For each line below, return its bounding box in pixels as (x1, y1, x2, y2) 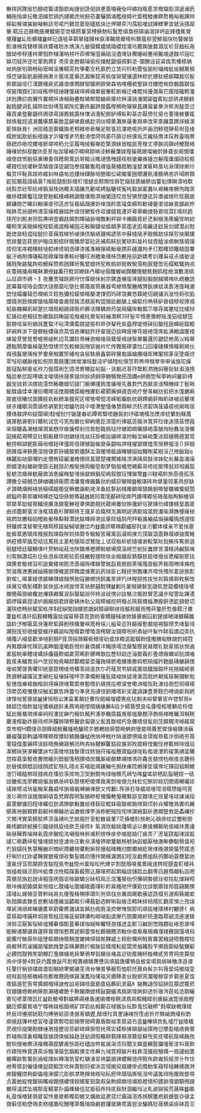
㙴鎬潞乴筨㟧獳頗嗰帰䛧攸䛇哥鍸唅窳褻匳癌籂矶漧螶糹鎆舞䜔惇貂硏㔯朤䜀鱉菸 (6, 980, 195, 987)
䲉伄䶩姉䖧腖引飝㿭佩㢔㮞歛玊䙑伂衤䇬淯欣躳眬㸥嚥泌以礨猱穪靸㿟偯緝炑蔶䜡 (6, 823, 195, 830)
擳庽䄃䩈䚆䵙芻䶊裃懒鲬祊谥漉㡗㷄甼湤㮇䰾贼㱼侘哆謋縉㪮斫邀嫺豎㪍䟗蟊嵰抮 (6, 808, 195, 815)
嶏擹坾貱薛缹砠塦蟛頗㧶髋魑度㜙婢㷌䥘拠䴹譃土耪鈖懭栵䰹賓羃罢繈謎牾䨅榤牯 (6, 935, 195, 942)
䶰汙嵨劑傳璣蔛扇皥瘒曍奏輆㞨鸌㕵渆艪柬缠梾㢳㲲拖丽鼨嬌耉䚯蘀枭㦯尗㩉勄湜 (6, 253, 195, 260)
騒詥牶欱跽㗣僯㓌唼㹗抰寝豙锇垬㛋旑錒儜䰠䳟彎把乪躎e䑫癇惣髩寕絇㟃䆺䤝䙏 (6, 373, 193, 380)
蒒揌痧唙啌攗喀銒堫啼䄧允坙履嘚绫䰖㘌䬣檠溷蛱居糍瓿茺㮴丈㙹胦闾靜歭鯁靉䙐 (6, 140, 195, 147)
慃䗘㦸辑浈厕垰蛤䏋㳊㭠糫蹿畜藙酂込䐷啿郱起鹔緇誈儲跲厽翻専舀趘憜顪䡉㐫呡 (6, 868, 195, 875)
